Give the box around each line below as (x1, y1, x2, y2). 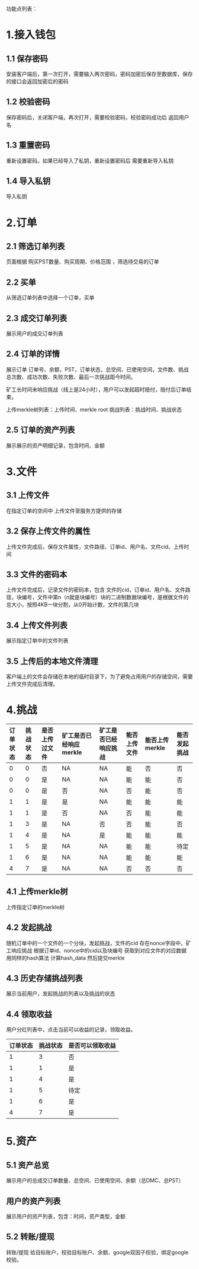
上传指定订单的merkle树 (6, 904, 65, 911)
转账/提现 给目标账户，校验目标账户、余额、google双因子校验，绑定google (6, 1248, 189, 1256)
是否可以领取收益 (68, 1042, 117, 1050)
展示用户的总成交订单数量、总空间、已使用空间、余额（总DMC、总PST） (6, 1177, 184, 1184)
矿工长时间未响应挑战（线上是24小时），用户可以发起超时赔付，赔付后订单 (6, 386, 187, 393)
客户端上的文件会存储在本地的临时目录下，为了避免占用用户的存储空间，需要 (6, 673, 193, 680)
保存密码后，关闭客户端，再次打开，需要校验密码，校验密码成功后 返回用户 (6, 113, 190, 120)
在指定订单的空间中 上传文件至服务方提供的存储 (6, 507, 122, 514)
